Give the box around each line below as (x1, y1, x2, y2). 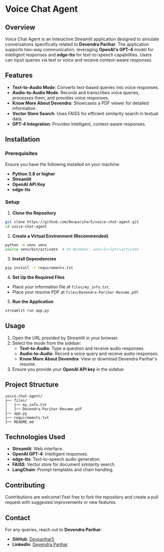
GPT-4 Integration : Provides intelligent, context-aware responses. (12, 121, 146, 127)
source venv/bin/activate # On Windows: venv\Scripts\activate (5, 247, 139, 252)
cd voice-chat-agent (5, 224, 47, 229)
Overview (5, 23, 36, 32)
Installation (5, 135, 40, 144)
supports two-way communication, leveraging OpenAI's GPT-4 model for (5, 47, 154, 52)
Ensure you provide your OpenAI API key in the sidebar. (12, 366, 125, 372)
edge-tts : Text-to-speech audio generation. (12, 456, 101, 462)
